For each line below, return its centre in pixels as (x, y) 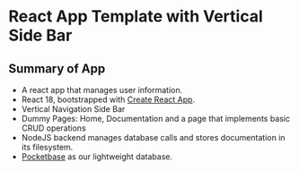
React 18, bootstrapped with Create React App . (108, 99)
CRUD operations (53, 128)
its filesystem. (47, 147)
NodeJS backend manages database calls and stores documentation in (153, 137)
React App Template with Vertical (136, 17)
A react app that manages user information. (102, 90)
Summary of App (57, 68)
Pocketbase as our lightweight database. (97, 157)
